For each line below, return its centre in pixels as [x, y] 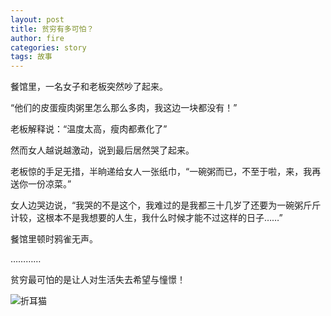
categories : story [48, 47]
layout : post [37, 19]
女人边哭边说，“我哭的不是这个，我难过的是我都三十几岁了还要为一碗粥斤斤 [166, 205]
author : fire [37, 38]
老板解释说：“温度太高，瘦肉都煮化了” [89, 129]
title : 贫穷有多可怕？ [52, 29]
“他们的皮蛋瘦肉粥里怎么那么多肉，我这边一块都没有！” [124, 108]
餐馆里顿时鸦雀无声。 [54, 239]
